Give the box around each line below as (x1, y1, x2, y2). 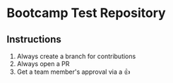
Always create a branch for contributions (16, 52, 136, 60)
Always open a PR (16, 60, 70, 68)
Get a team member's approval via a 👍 (16, 67, 131, 76)
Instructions (6, 33, 61, 45)
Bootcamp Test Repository (6, 5, 167, 21)
